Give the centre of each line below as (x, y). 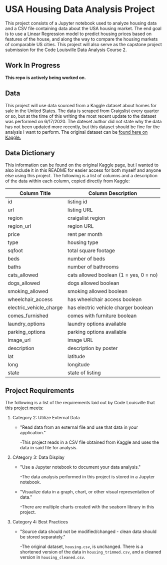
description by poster (92, 348)
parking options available (97, 332)
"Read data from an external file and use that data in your (79, 427)
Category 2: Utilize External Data (46, 418)
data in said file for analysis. (49, 448)
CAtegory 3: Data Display (38, 457)
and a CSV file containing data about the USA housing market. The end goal (83, 28)
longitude (78, 365)
